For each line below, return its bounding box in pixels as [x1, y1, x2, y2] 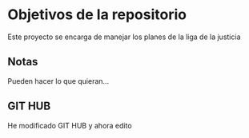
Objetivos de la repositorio [7, 6, 187, 24]
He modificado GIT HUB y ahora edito [7, 120, 133, 130]
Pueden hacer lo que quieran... [7, 76, 110, 85]
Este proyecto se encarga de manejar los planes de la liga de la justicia [7, 32, 241, 41]
